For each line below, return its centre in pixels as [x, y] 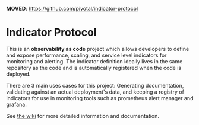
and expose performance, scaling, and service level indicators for [86, 55]
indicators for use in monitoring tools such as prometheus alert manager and [100, 98]
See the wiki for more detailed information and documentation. [83, 116]
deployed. [18, 74]
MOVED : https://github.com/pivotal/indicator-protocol [72, 9]
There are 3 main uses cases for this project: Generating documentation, [95, 85]
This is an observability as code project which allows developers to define [98, 49]
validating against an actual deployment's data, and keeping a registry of [95, 92]
